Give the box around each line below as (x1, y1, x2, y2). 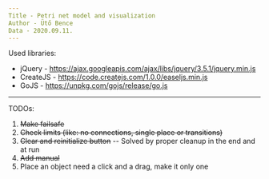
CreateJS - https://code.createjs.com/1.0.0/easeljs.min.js (19, 73, 208, 82)
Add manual (19, 153, 60, 163)
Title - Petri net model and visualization (8, 11, 156, 20)
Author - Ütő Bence (8, 19, 74, 27)
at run (19, 145, 40, 154)
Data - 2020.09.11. (8, 26, 74, 34)
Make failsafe (19, 119, 65, 129)
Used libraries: (8, 49, 57, 58)
